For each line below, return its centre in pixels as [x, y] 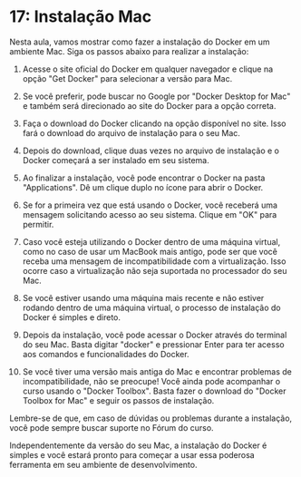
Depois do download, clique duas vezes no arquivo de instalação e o [150, 151]
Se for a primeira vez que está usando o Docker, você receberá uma [150, 205]
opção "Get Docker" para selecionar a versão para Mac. [127, 78]
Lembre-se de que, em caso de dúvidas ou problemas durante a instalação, [151, 418]
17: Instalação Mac [81, 17]
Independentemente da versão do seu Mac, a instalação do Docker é [138, 445]
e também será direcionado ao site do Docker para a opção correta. [149, 105]
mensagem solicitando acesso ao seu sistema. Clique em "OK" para [150, 214]
